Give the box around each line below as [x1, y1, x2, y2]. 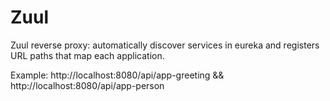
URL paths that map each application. [10, 49, 165, 61]
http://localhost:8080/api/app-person [10, 79, 165, 91]
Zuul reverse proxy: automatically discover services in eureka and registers [10, 39, 320, 51]
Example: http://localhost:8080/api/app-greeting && [10, 69, 225, 81]
